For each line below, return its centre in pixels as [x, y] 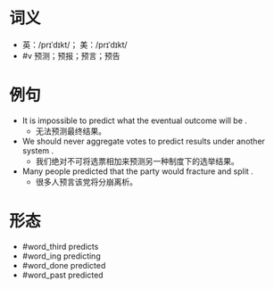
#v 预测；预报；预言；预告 [71, 55]
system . [38, 150]
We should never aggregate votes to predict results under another [144, 141]
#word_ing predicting [61, 256]
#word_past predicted [63, 275]
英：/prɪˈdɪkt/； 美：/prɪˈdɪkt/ [75, 45]
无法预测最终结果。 [71, 131]
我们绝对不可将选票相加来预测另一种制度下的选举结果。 [137, 161]
